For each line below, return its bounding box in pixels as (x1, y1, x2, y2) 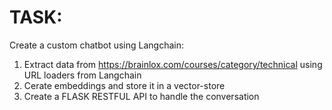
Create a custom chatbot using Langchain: (9, 39, 184, 51)
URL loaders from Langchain (23, 69, 142, 81)
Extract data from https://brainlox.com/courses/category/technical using (23, 58, 323, 70)
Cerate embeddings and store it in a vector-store (23, 79, 226, 91)
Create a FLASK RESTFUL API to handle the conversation (23, 90, 260, 102)
